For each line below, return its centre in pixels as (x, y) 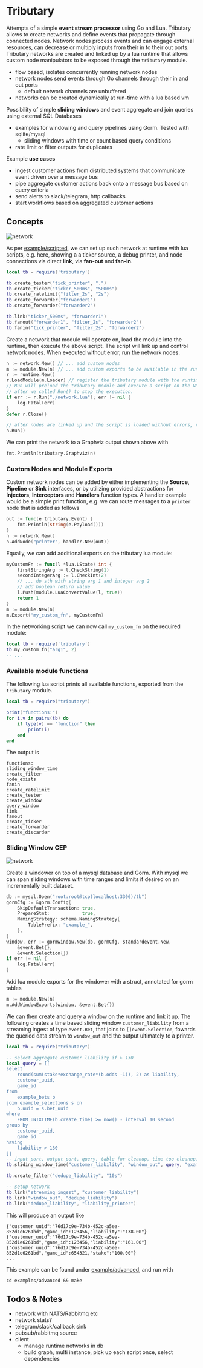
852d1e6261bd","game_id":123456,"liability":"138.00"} (77, 1232)
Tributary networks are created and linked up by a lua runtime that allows (97, 53)
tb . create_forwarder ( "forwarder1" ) (51, 300)
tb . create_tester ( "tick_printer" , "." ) (56, 283)
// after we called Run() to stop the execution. (70, 392)
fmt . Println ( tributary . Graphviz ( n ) (51, 454)
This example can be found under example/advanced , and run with (90, 1269)
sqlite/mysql (30, 134)
